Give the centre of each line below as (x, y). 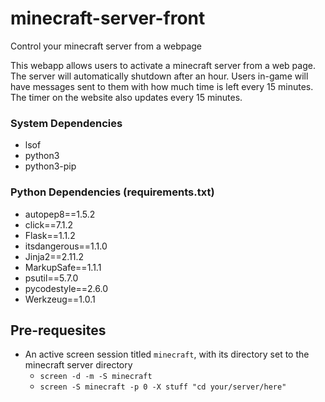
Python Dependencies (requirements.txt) (112, 192)
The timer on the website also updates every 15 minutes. (126, 97)
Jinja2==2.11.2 (54, 256)
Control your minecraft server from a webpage (106, 46)
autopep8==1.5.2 (60, 214)
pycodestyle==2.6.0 (66, 288)
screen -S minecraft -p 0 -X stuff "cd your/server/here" (163, 387)
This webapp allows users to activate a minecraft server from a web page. (163, 65)
